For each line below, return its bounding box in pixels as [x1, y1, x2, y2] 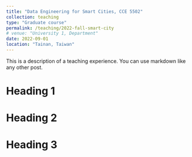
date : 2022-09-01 [6, 36, 49, 42]
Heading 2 [6, 111, 58, 125]
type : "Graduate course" [6, 19, 67, 25]
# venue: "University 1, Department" [6, 31, 99, 36]
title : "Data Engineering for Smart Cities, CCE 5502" [6, 8, 143, 15]
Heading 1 [6, 85, 56, 98]
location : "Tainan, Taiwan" [6, 42, 75, 48]
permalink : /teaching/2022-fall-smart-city [6, 25, 114, 31]
